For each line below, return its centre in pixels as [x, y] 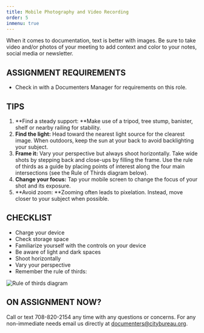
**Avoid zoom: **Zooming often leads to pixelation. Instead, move [99, 192]
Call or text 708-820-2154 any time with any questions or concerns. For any [101, 317]
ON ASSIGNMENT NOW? [54, 302]
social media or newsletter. [40, 54]
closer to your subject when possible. [62, 199]
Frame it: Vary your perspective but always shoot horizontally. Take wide [106, 153]
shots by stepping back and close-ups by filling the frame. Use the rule [104, 160]
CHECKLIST [29, 218]
